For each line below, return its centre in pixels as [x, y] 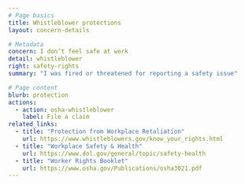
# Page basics [32, 15]
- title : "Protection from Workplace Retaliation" [100, 132]
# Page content [33, 87]
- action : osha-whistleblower [65, 110]
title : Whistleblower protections [65, 23]
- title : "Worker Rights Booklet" [72, 161]
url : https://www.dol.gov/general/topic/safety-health [114, 153]
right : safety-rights [44, 66]
